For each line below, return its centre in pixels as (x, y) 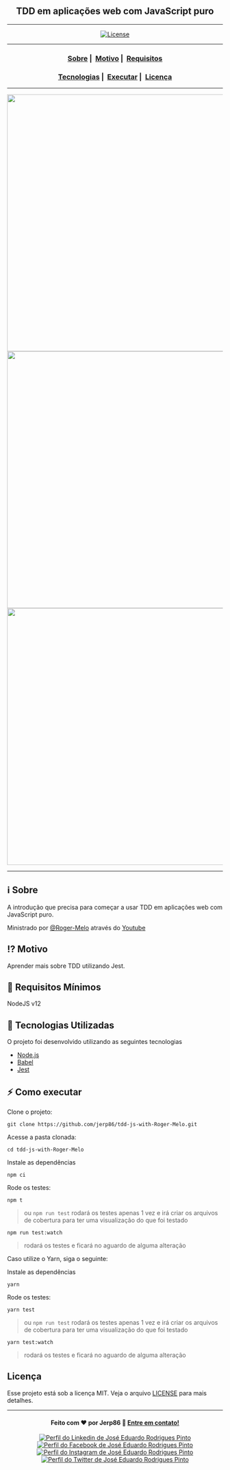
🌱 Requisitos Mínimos (54, 987)
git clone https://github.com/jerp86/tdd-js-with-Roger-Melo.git (102, 1125)
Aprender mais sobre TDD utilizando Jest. (66, 966)
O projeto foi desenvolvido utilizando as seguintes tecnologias (95, 1042)
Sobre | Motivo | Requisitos (115, 58)
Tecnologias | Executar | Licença (115, 77)
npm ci (16, 1175)
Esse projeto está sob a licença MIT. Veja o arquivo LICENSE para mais (107, 1393)
